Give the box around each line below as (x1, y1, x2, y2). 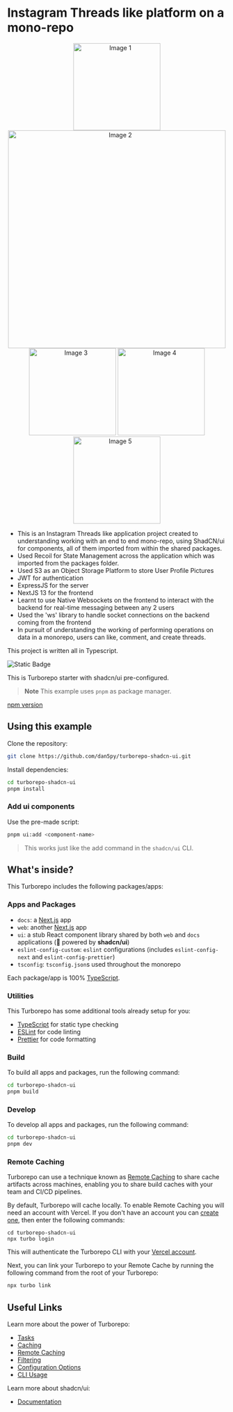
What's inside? (7, 864, 74, 875)
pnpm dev (7, 1141, 33, 1148)
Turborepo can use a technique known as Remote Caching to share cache (7, 1173, 220, 1181)
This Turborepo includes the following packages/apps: (7, 882, 163, 891)
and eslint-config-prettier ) (31, 953, 115, 961)
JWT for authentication (17, 574, 83, 582)
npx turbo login (7, 1236, 54, 1243)
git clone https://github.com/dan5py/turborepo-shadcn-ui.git (7, 753, 191, 760)
